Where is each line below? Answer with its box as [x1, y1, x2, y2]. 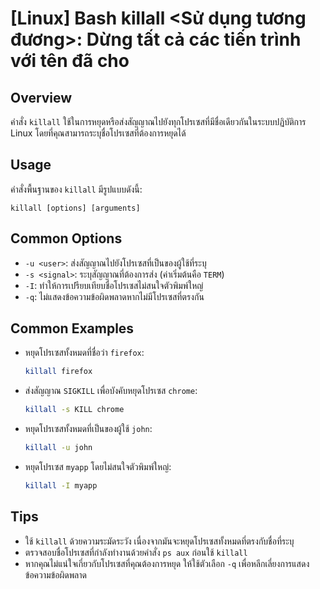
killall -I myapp [24, 481, 98, 491]
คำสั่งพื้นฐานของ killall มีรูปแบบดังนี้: [10, 183, 143, 195]
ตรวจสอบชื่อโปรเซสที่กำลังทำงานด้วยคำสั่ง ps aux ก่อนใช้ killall [24, 546, 248, 558]
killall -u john [24, 443, 93, 453]
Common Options [10, 230, 123, 247]
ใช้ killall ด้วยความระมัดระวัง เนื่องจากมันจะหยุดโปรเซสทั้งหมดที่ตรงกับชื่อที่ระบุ [24, 535, 295, 547]
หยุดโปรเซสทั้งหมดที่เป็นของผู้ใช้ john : [24, 423, 153, 435]
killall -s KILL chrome [24, 405, 125, 415]
